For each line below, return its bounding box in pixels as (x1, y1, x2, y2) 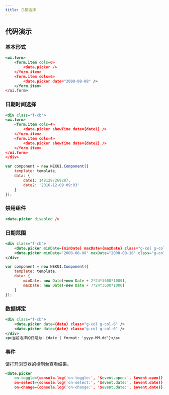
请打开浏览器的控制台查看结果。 (5, 361, 71, 367)
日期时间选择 (5, 101, 37, 108)
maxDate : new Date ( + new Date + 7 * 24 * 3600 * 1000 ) (23, 283, 125, 288)
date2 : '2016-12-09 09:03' (23, 182, 80, 188)
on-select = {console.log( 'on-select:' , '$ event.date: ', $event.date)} (14, 380, 163, 385)
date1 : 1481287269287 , (23, 178, 71, 183)
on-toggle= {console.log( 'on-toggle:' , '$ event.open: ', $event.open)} (14, 375, 163, 380)
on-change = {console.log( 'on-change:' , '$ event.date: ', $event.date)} (14, 385, 163, 390)
